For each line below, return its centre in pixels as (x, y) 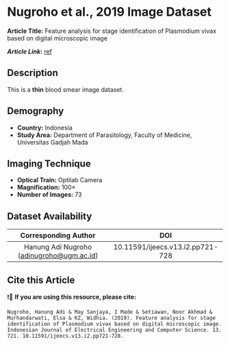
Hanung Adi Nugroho (58, 247)
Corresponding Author (58, 236)
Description (33, 73)
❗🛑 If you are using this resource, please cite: (72, 297)
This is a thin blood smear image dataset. (66, 89)
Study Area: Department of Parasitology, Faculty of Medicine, (104, 135)
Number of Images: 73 (49, 195)
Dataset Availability (50, 216)
